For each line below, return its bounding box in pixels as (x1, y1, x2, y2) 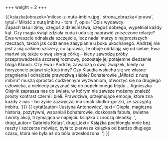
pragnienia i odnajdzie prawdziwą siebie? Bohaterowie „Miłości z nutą (5, 72, 149, 78)
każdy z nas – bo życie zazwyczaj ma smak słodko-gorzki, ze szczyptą (5, 99, 151, 104)
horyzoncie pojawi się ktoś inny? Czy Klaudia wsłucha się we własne (5, 67, 146, 73)
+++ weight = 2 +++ (5, 4, 47, 10)
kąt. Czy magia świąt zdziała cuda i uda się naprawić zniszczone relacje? (5, 30, 156, 35)
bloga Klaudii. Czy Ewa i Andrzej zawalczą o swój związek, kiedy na (5, 62, 145, 67)
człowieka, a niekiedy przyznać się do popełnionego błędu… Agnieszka (5, 83, 152, 89)
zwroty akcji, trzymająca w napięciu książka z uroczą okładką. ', (5, 115, 137, 120)
